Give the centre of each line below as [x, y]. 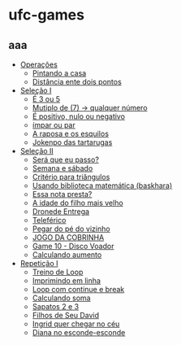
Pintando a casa [59, 73]
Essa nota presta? [62, 194]
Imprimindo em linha [67, 281]
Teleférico [49, 220]
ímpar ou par [54, 125]
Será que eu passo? [66, 159]
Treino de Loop [58, 272]
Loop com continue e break [78, 289]
